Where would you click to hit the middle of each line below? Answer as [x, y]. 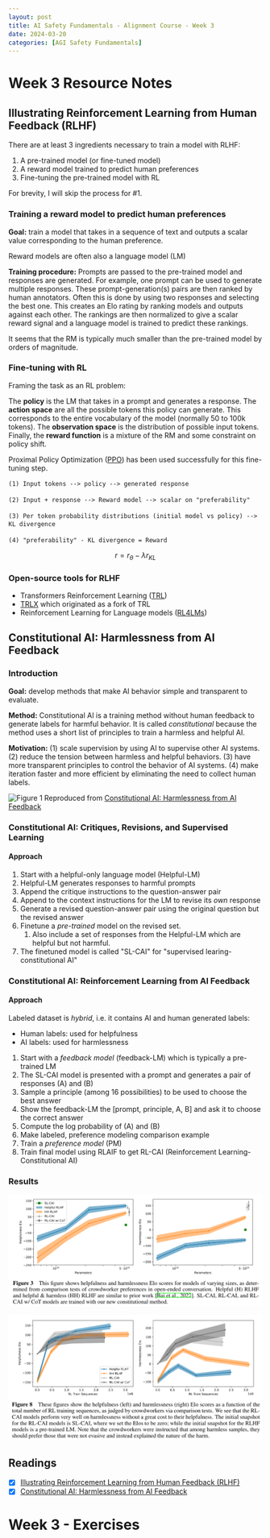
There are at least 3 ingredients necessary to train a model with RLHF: [125, 145]
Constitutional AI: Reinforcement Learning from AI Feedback [129, 980]
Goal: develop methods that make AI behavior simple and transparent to [128, 691]
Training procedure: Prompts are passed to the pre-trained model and [125, 272]
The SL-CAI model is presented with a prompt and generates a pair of [135, 1075]
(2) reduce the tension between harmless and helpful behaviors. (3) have [130, 757]
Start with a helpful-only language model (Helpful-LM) [110, 874]
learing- [218, 951]
